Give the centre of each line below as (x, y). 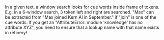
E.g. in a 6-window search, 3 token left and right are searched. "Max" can (80, 12)
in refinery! (16, 33)
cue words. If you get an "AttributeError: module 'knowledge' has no (74, 22)
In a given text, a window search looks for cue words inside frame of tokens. (82, 7)
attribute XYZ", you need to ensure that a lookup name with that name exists (82, 27)
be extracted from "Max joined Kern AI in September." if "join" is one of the (81, 17)
